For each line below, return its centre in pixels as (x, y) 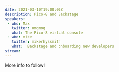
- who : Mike (20, 37)
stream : (13, 51)
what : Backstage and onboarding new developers (63, 46)
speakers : (15, 19)
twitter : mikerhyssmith (36, 42)
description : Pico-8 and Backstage (42, 14)
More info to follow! (25, 65)
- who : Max (18, 23)
